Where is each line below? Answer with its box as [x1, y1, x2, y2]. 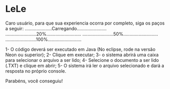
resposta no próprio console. [5, 68, 67, 74]
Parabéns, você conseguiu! [5, 78, 63, 84]
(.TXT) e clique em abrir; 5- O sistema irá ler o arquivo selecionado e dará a [5, 62, 164, 69]
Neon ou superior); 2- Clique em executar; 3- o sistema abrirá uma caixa [5, 52, 159, 58]
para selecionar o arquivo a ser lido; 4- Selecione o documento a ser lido [5, 57, 159, 63]
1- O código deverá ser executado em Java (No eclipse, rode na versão [5, 46, 156, 52]
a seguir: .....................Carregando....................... [5, 25, 107, 31]
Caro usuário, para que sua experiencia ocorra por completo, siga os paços [5, 20, 165, 26]
